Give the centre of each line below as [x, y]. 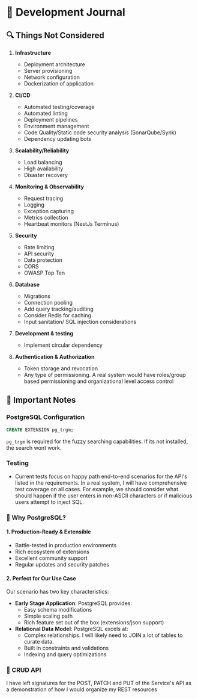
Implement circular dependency [63, 345]
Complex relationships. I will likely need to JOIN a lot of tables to [103, 635]
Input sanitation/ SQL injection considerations [80, 322]
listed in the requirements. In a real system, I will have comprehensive [101, 483]
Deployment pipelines [51, 120]
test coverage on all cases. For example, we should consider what [97, 489]
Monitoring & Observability [49, 187]
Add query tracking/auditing [59, 309]
